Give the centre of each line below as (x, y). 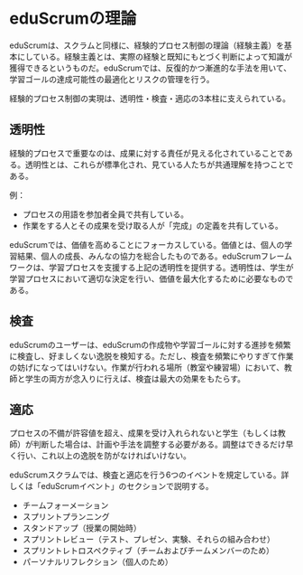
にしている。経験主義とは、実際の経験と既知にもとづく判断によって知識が (155, 56)
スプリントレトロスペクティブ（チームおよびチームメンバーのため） (148, 551)
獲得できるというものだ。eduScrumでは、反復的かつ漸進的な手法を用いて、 (150, 68)
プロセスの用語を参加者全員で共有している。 (106, 214)
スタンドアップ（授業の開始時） (82, 528)
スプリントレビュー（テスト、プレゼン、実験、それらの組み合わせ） (148, 540)
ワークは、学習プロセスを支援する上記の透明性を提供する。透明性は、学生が (151, 267)
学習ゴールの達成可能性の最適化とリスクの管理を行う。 (112, 79)
